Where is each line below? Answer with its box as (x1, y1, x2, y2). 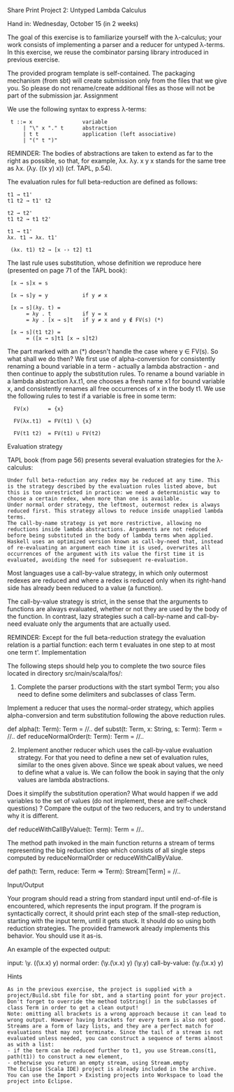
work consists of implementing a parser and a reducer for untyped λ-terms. (7, 41, 225, 48)
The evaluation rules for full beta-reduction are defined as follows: (7, 178, 198, 186)
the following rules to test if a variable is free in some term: (7, 392, 177, 400)
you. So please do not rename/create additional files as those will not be (7, 84, 215, 92)
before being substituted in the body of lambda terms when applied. (7, 532, 214, 539)
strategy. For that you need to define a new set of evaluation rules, (17, 753, 209, 761)
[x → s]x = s (10, 280, 49, 287)
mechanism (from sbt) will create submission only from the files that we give (7, 76, 227, 85)
